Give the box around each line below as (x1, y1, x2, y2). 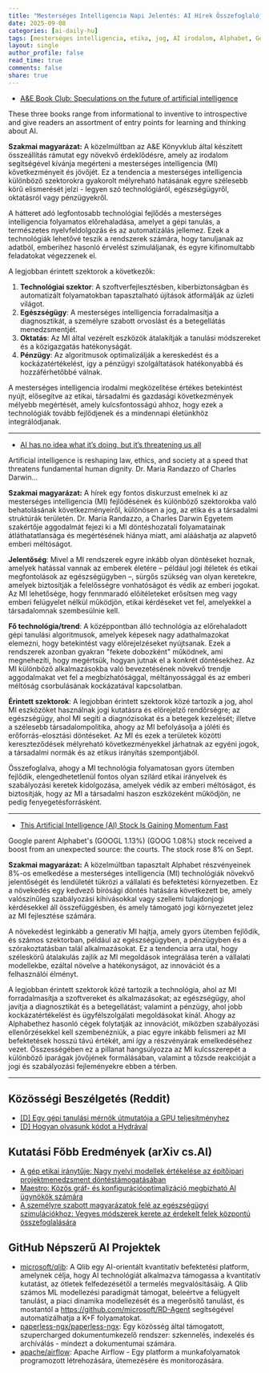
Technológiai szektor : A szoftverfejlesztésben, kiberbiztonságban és (19, 281, 250, 291)
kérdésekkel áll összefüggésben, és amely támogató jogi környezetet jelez (8, 902, 254, 912)
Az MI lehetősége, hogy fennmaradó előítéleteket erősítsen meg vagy (8, 589, 238, 598)
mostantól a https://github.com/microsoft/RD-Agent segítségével (19, 1305, 235, 1314)
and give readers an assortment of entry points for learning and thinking (8, 117, 247, 127)
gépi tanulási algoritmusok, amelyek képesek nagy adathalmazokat (8, 630, 230, 639)
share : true (8, 71, 48, 79)
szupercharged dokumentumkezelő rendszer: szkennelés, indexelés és (19, 1330, 255, 1340)
